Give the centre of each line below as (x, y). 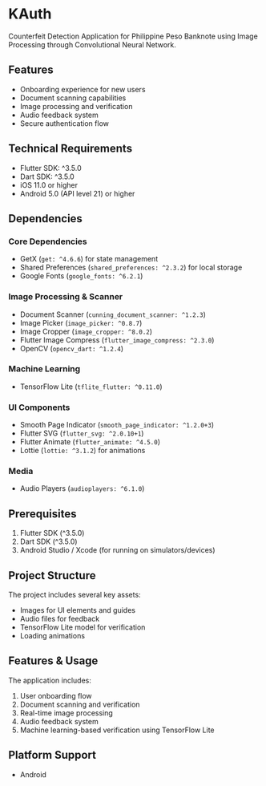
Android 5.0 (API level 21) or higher (77, 193)
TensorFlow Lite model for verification (83, 627)
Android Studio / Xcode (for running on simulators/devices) (117, 550)
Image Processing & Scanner (66, 297)
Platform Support (52, 755)
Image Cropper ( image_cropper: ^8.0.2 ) (86, 331)
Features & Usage (53, 661)
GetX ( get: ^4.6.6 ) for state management (89, 259)
